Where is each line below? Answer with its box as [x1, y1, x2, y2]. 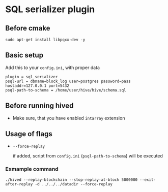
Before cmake [5, 24, 50, 33]
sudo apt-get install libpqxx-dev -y [5, 37, 86, 42]
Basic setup [5, 51, 44, 59]
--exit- [139, 177, 156, 182]
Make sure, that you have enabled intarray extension [12, 115, 125, 121]
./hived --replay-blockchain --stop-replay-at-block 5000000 [5, 177, 138, 182]
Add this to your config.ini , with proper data [5, 65, 100, 71]
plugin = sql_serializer [5, 74, 58, 79]
